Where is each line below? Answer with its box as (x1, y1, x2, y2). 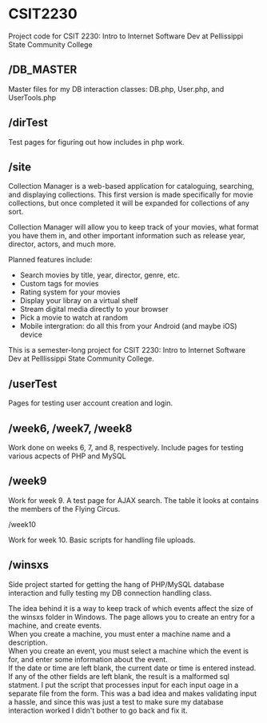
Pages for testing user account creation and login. (8, 398, 173, 408)
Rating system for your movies (19, 287, 121, 297)
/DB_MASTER (8, 63, 78, 77)
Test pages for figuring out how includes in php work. (8, 137, 185, 146)
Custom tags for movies (19, 279, 99, 289)
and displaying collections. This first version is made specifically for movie (8, 190, 253, 200)
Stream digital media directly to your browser (19, 305, 169, 314)
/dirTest (8, 116, 48, 130)
